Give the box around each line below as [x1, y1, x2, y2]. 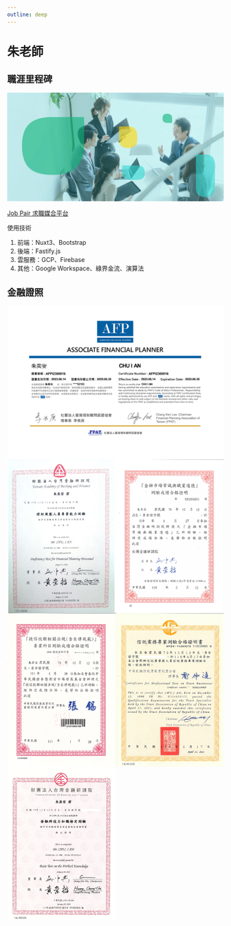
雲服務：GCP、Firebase [16, 256, 85, 264]
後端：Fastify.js [16, 247, 61, 255]
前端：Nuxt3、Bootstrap [16, 239, 87, 247]
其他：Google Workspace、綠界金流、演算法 [16, 264, 144, 272]
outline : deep [7, 11, 48, 18]
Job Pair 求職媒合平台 [7, 209, 69, 217]
